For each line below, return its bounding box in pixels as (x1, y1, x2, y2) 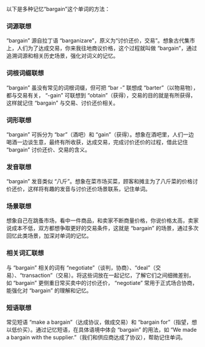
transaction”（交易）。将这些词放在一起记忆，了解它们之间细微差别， (22, 272, 194, 279)
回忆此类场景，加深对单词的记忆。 (6, 232, 92, 239)
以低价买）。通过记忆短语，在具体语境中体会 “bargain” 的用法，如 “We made (6, 326, 197, 334)
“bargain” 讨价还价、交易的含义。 (6, 145, 90, 153)
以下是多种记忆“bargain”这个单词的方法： (6, 5, 110, 12)
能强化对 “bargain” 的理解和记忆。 (6, 287, 92, 294)
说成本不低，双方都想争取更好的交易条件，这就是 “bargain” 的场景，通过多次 (6, 225, 199, 232)
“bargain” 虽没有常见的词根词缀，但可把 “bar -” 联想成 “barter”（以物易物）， (6, 84, 199, 91)
